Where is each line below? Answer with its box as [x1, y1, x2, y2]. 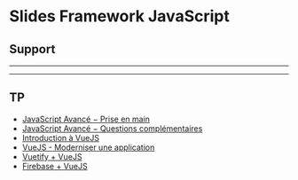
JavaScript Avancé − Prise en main [21, 113, 151, 124]
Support [9, 42, 56, 57]
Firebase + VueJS [21, 160, 88, 171]
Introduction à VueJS [21, 132, 100, 143]
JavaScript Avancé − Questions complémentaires [21, 122, 203, 134]
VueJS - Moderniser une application [21, 142, 155, 153]
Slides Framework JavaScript [9, 6, 231, 27]
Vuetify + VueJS [21, 151, 82, 161]
